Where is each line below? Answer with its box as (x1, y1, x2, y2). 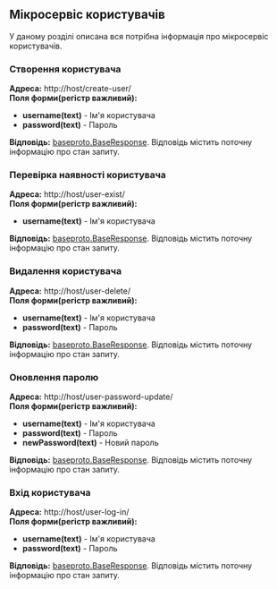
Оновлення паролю (9, 371, 99, 383)
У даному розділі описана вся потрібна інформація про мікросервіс (9, 30, 269, 41)
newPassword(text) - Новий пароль (21, 438, 159, 448)
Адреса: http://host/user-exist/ (9, 189, 125, 200)
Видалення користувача (9, 265, 122, 277)
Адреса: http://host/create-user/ (9, 83, 131, 94)
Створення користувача (9, 63, 122, 75)
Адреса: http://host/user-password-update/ (9, 391, 173, 402)
